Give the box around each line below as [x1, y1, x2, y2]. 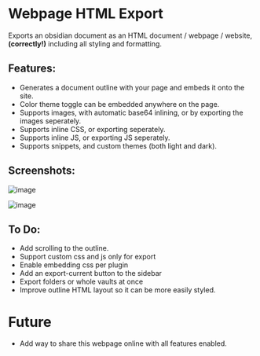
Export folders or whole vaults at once [19, 277, 144, 287]
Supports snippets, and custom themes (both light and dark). [19, 141, 218, 150]
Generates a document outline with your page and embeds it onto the [19, 83, 245, 92]
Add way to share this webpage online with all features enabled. [19, 339, 228, 348]
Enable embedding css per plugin [19, 260, 129, 270]
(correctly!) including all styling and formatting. [8, 39, 163, 48]
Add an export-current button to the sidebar [19, 269, 163, 278]
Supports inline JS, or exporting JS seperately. [19, 133, 170, 142]
